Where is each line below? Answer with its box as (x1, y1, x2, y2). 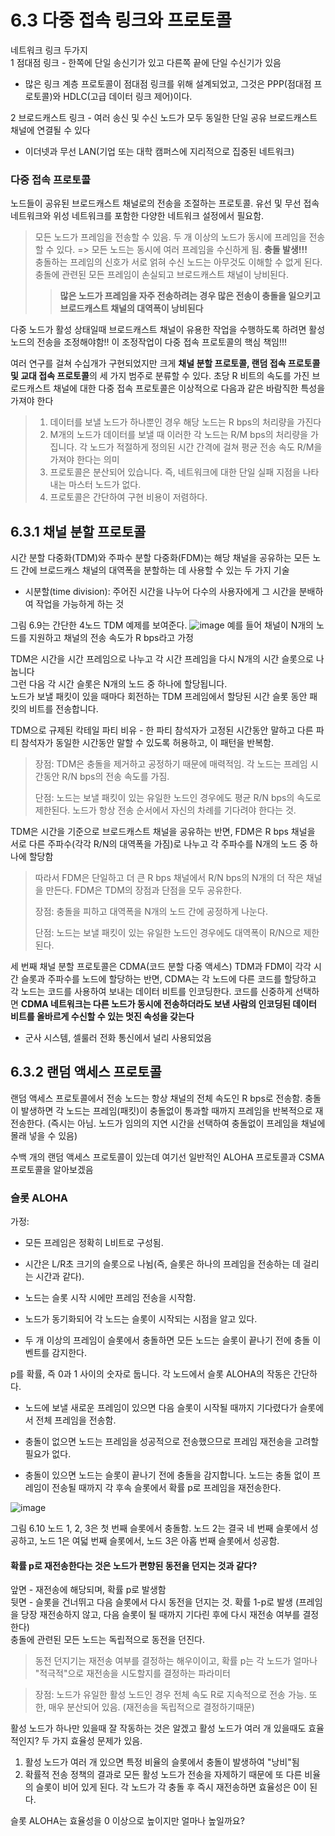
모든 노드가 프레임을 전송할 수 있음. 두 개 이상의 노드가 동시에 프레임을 (34, 231, 307, 243)
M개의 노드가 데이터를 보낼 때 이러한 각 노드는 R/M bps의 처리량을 (49, 429, 308, 441)
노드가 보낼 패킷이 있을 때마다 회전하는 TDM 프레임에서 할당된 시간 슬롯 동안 (10, 691, 308, 703)
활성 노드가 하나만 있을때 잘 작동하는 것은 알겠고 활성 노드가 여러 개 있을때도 (10, 1722, 307, 1735)
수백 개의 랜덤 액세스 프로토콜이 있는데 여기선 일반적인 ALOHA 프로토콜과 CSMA (10, 1151, 325, 1163)
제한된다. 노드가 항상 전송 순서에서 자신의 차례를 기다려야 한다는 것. (34, 804, 297, 816)
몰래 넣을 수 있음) (10, 1129, 78, 1141)
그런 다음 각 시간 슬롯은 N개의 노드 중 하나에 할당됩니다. (10, 678, 228, 690)
